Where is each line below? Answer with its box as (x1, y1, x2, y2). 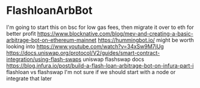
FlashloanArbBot (6, 4, 93, 17)
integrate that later (6, 75, 52, 82)
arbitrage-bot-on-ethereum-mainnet (6, 36, 97, 43)
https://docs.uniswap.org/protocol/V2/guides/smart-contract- (6, 49, 160, 56)
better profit (6, 30, 36, 37)
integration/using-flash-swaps (6, 55, 82, 63)
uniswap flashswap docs (83, 55, 145, 63)
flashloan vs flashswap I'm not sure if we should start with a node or (6, 68, 176, 75)
